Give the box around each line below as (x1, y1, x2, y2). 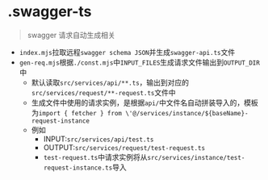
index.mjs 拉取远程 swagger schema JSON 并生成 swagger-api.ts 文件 (19, 47, 236, 57)
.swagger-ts (7, 2, 92, 21)
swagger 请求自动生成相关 (27, 30, 116, 40)
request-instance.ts (43, 164, 113, 172)
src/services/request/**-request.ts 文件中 (31, 87, 176, 97)
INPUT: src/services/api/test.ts (43, 134, 154, 144)
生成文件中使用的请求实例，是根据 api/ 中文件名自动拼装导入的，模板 (31, 98, 259, 107)
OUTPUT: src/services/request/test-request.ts (43, 142, 206, 152)
